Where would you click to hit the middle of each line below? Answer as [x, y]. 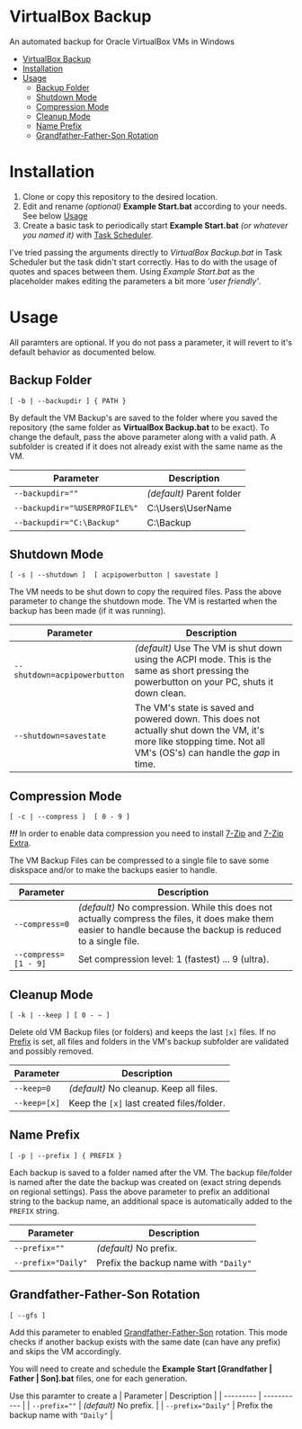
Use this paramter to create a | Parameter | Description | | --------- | [136, 1396]
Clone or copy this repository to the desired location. [120, 196]
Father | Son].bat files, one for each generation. [98, 1378]
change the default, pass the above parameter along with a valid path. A [143, 436]
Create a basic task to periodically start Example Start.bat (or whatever [155, 225]
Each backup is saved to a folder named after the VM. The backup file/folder [151, 1173]
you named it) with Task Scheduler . [88, 235]
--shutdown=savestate [60, 736]
